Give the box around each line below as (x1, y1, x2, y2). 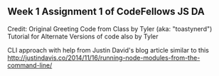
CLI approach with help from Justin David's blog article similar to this (7, 45, 210, 54)
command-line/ (7, 60, 53, 70)
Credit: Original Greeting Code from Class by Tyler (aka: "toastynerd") (7, 24, 213, 33)
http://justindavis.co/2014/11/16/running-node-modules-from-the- (7, 53, 201, 62)
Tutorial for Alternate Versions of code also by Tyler (7, 32, 159, 40)
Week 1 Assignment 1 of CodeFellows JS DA (7, 6, 205, 18)
